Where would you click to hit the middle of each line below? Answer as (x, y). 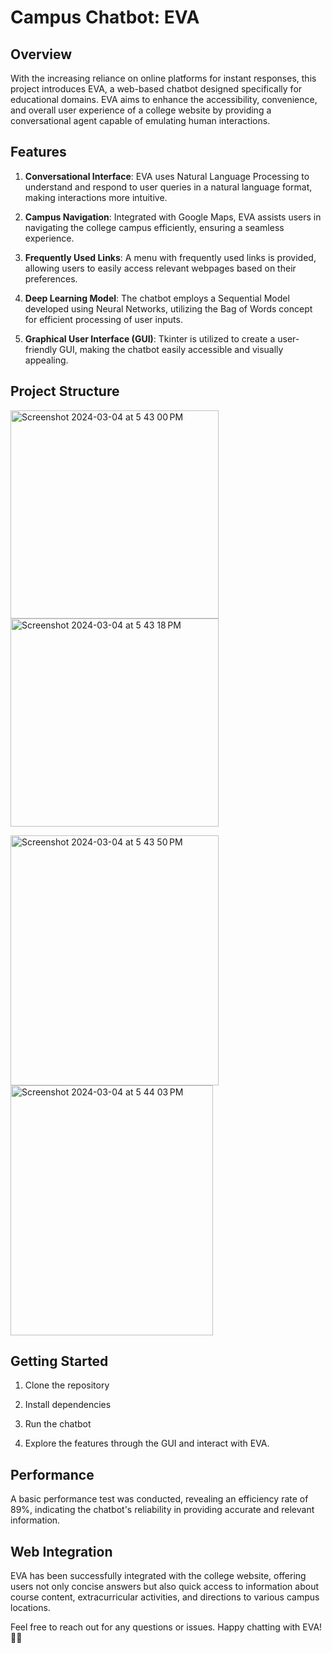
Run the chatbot (58, 1424)
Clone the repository (67, 1385)
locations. (30, 1608)
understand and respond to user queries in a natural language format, (168, 187)
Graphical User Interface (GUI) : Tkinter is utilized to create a (150, 338)
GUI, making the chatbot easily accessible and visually (171, 349)
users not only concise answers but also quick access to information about (164, 1587)
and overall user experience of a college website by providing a (141, 110)
